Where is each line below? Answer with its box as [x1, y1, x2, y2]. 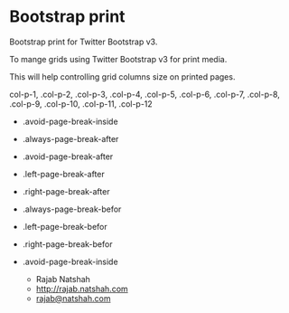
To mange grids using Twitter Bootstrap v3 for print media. [9, 53, 228, 64]
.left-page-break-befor [22, 221, 108, 232]
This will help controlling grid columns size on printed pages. [9, 71, 236, 82]
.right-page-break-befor [22, 238, 113, 250]
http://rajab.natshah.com [35, 283, 128, 294]
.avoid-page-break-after [22, 151, 114, 162]
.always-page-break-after [22, 133, 119, 144]
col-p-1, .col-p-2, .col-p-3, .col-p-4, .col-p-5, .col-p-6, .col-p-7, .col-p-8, [9, 89, 280, 100]
